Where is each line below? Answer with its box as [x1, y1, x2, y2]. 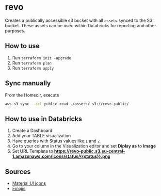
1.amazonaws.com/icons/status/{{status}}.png [12, 153, 111, 159]
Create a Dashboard [12, 128, 52, 133]
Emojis [12, 186, 26, 192]
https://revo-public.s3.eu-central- [54, 148, 125, 154]
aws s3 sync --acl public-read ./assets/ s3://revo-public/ [5, 101, 129, 106]
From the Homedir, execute [5, 92, 60, 98]
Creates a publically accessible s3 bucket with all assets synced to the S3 [5, 17, 153, 23]
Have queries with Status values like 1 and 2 [12, 138, 100, 144]
